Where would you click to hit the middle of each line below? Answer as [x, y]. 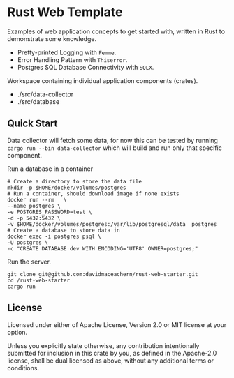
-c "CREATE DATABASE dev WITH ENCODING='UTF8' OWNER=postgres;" [103, 248]
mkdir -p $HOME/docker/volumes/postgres [67, 188]
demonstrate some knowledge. [52, 38]
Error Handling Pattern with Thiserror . [72, 59]
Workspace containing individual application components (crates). [103, 80]
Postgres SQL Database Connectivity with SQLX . [86, 67]
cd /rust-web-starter [39, 280]
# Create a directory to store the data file [74, 181]
